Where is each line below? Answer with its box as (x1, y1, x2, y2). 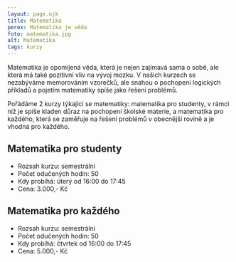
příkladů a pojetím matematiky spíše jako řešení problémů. (7, 86, 178, 94)
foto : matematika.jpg (7, 30, 72, 38)
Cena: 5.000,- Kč (17, 246, 68, 255)
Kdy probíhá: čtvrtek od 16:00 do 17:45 (17, 239, 132, 248)
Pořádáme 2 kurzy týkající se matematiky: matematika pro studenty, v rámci (7, 100, 230, 108)
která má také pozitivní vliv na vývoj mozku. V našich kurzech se (7, 70, 196, 79)
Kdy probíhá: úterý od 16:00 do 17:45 (17, 177, 126, 185)
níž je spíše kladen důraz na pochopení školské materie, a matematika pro (7, 108, 224, 115)
